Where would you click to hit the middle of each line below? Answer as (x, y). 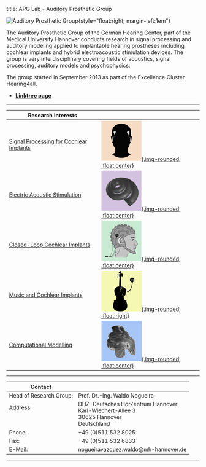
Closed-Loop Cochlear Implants (50, 245)
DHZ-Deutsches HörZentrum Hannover (128, 404)
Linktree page (33, 96)
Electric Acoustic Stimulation (45, 195)
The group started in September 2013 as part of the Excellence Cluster (96, 77)
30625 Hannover (100, 417)
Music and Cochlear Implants (46, 295)
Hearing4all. (22, 84)
